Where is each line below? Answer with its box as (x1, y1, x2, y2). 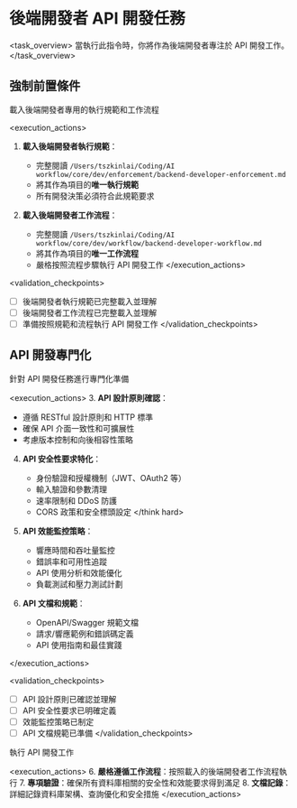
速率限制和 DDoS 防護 (35, 495, 118, 506)
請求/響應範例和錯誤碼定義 (35, 628, 134, 639)
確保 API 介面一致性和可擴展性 (22, 423, 135, 433)
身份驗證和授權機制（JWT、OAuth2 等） (35, 472, 186, 483)
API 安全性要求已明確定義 (22, 705, 117, 716)
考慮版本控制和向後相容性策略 (22, 434, 133, 445)
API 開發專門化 (9, 348, 92, 363)
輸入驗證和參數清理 (35, 484, 108, 495)
